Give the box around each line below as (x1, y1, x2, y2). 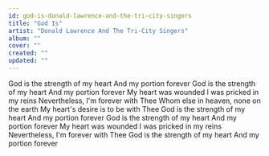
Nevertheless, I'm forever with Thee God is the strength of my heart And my (8, 129, 259, 139)
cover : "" (8, 42, 42, 50)
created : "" (8, 49, 48, 57)
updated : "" (8, 57, 48, 65)
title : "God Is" (8, 19, 63, 27)
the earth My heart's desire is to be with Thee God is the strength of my (8, 104, 246, 113)
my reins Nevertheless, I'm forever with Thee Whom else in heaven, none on (8, 96, 261, 105)
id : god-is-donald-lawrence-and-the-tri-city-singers (8, 11, 193, 20)
